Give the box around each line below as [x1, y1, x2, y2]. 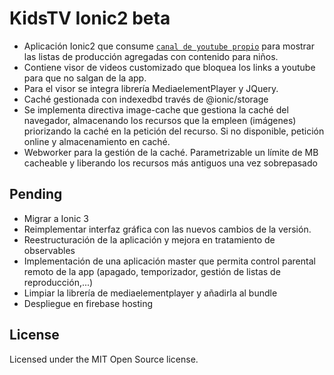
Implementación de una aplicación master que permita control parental [23, 255, 316, 267]
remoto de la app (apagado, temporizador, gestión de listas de [23, 265, 281, 277]
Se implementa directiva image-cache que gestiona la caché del [23, 103, 289, 116]
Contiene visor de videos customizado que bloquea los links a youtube [23, 61, 316, 73]
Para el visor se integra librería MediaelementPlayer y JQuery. [23, 82, 279, 94]
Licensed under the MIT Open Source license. [9, 353, 199, 365]
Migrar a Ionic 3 [23, 212, 89, 224]
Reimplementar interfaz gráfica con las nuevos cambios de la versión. [23, 223, 312, 235]
